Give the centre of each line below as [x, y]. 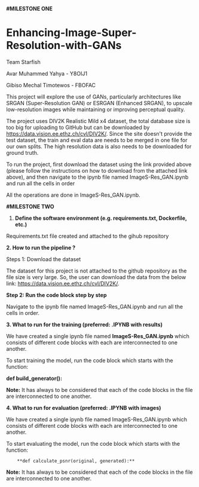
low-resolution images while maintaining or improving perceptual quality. [96, 109]
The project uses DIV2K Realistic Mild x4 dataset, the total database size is [98, 121]
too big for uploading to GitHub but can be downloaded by [78, 127]
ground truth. [22, 152]
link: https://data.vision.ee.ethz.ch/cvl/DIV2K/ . [63, 283]
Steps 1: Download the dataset [44, 259]
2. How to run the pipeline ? [41, 247]
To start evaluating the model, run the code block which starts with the [93, 443]
